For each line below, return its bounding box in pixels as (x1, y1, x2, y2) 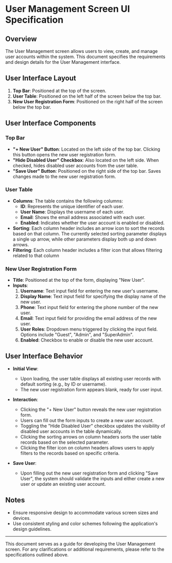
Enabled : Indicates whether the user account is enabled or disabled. (20, 220, 165, 226)
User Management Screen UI (5, 3, 131, 15)
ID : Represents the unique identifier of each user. (20, 203, 124, 209)
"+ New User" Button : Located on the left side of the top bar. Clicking (12, 146, 160, 152)
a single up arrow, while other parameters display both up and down (12, 236, 157, 242)
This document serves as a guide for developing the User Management (5, 540, 156, 547)
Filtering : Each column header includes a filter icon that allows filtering (12, 247, 163, 253)
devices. (12, 515, 31, 521)
